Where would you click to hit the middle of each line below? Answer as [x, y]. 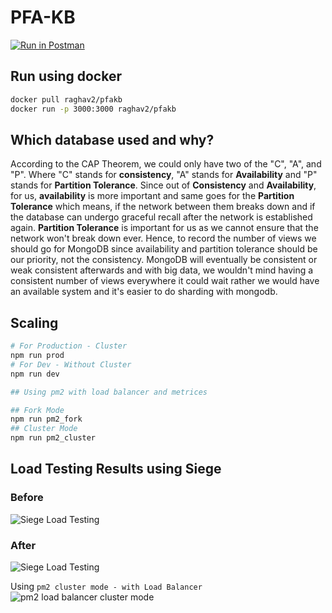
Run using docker [66, 76]
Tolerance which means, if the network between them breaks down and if [163, 207]
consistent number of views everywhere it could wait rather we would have [165, 281]
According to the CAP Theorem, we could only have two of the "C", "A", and [166, 164]
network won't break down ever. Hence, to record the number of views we [163, 238]
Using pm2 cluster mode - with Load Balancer [106, 586]
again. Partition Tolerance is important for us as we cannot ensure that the [164, 228]
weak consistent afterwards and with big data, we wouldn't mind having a [162, 270]
